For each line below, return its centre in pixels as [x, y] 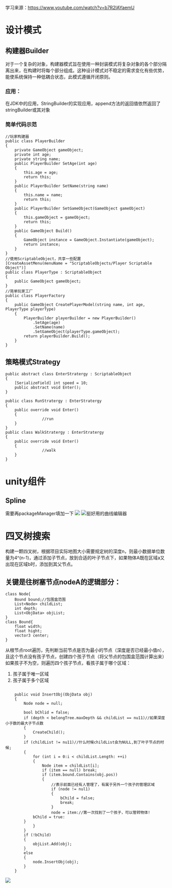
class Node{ [18, 594]
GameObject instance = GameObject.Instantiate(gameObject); [89, 240]
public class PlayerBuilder [35, 141]
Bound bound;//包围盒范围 [40, 600]
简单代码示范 [21, 125]
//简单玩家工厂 [19, 291]
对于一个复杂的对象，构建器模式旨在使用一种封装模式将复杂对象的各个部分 [84, 64]
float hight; [28, 631]
